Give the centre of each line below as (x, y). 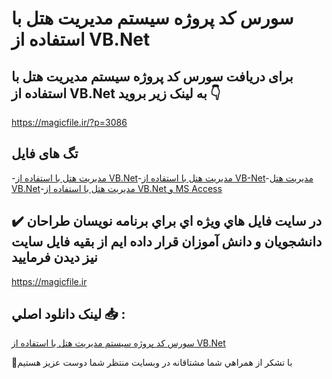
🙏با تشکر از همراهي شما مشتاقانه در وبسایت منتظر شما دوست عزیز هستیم (152, 363)
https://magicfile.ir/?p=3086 (69, 122)
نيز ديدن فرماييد (54, 257)
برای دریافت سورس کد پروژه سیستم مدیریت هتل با (152, 76)
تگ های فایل (45, 153)
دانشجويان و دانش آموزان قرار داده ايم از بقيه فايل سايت (167, 242)
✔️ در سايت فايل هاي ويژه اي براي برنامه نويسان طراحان (167, 221)
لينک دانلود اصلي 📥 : (68, 314)
